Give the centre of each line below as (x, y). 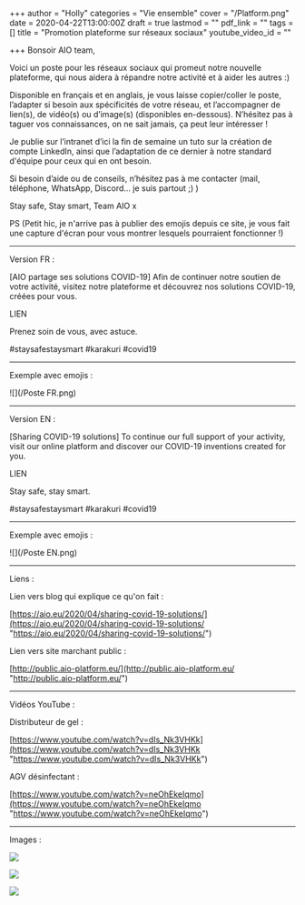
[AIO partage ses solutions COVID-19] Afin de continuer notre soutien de (145, 277)
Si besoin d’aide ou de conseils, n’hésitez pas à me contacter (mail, (135, 178)
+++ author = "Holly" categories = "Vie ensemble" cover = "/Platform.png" (149, 13)
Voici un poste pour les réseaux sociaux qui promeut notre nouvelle (135, 68)
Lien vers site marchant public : (68, 651)
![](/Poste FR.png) (43, 393)
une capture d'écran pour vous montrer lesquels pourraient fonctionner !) (147, 233)
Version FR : (32, 259)
